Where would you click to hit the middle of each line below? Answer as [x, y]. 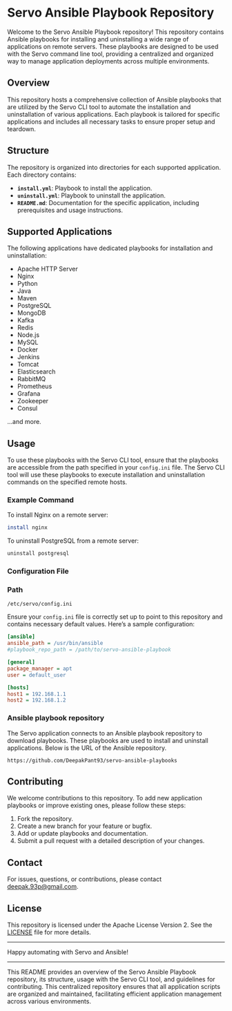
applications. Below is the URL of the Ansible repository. [87, 748]
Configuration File [38, 571]
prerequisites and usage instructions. [70, 210]
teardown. [22, 128]
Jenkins [28, 357]
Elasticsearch [36, 372]
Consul [27, 408]
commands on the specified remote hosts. [67, 482]
